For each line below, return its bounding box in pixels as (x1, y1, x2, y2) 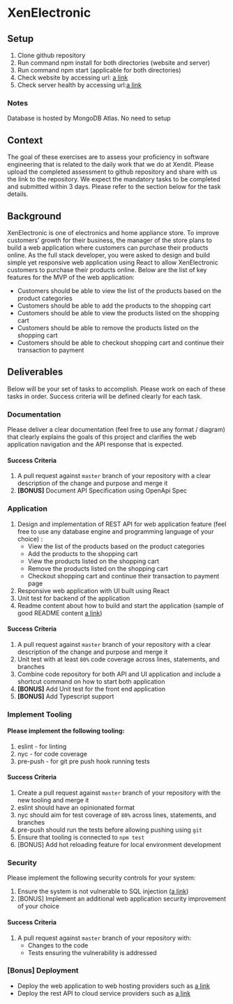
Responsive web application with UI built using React (17, 586, 170, 594)
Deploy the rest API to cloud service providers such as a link (17, 989, 190, 997)
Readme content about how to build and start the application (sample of (17, 601, 225, 610)
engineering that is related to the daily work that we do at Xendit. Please (7, 160, 214, 169)
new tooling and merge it (17, 796, 89, 804)
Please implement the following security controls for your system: (7, 874, 196, 882)
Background (7, 210, 61, 222)
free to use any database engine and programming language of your (17, 527, 214, 535)
